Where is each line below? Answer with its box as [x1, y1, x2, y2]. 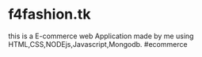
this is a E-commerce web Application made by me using [8, 31, 194, 41]
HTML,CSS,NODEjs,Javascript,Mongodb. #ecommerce [8, 39, 188, 48]
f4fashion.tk [8, 5, 91, 23]
